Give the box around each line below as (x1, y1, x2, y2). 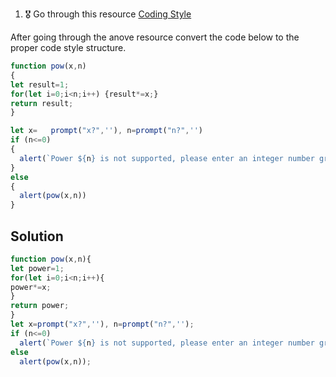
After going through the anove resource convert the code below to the (10, 31, 300, 43)
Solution (10, 228, 64, 245)
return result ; (10, 98, 74, 108)
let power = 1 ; (10, 263, 65, 273)
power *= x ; (10, 282, 52, 292)
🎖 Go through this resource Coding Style (24, 8, 192, 20)
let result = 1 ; (10, 79, 70, 90)
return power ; (10, 301, 70, 311)
